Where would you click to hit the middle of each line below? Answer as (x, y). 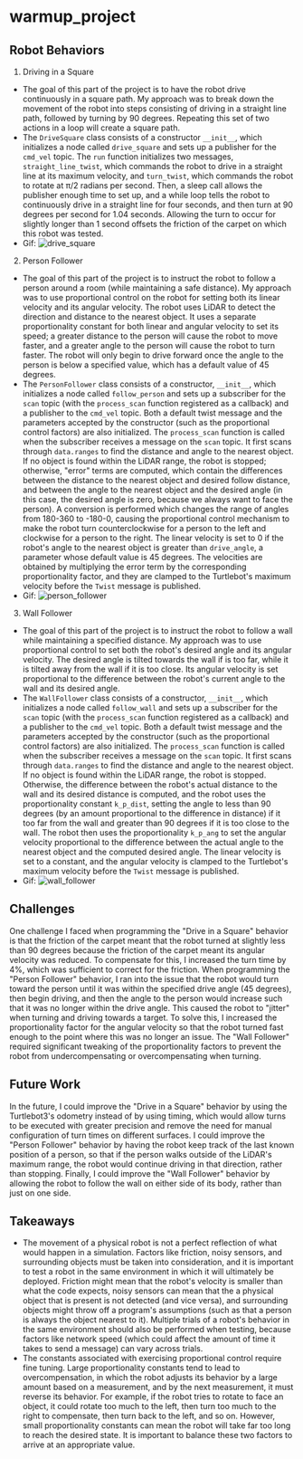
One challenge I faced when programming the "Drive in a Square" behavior (149, 930)
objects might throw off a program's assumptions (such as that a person (157, 1311)
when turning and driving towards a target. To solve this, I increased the (143, 1017)
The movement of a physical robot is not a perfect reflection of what (150, 1243)
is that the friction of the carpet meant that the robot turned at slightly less (147, 940)
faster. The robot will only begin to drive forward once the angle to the (153, 355)
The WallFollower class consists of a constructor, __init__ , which (145, 698)
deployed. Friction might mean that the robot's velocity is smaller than (152, 1282)
